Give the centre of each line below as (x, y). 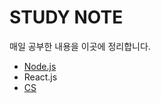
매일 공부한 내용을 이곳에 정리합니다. (80, 46)
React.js (40, 77)
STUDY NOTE (66, 17)
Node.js (40, 66)
